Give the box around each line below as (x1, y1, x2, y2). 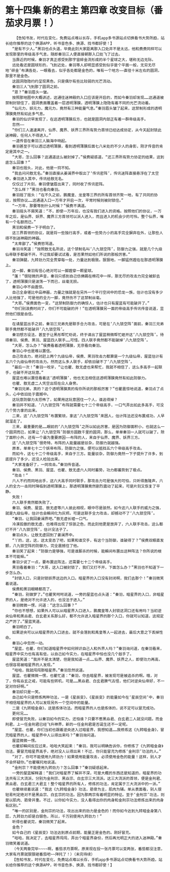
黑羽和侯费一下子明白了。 (12, 225, 58, 230)
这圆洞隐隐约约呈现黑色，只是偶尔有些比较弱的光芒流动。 (12, 78, 114, 84)
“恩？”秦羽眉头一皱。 (12, 90, 51, 95)
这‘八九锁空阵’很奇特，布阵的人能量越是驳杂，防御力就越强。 (12, 440, 123, 446)
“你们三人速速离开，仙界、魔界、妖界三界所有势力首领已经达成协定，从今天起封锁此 (12, 127, 162, 132)
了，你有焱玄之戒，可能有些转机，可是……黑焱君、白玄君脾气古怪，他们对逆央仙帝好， (5, 678, 157, 684)
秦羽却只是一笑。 (12, 689, 43, 694)
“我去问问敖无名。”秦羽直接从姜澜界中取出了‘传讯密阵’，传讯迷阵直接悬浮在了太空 (12, 171, 159, 176)
